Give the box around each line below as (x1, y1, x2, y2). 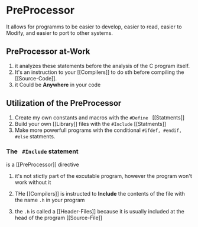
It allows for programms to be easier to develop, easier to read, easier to (6, 23, 182, 30)
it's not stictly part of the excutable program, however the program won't (14, 172, 192, 179)
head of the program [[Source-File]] (14, 214, 102, 221)
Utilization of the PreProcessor (6, 98, 122, 108)
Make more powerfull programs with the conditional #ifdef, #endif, (14, 127, 182, 134)
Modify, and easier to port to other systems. (6, 29, 113, 36)
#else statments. (14, 132, 56, 140)
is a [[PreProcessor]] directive (6, 161, 79, 168)
